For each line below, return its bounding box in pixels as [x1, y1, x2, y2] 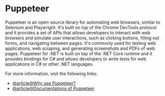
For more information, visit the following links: [5, 70, 98, 76]
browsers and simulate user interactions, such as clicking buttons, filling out [5, 35, 159, 41]
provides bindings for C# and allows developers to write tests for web [5, 56, 147, 62]
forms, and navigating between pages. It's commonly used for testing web [5, 40, 156, 46]
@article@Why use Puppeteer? [12, 80, 76, 86]
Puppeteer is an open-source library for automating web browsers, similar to [5, 19, 161, 25]
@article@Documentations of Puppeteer [12, 85, 95, 91]
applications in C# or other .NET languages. [5, 61, 94, 67]
